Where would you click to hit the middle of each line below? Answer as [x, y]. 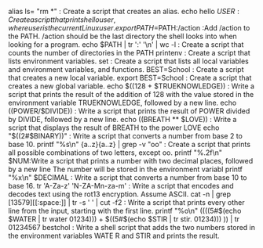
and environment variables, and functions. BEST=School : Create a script [126, 69]
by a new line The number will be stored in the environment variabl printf [126, 169]
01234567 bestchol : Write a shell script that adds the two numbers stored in [132, 227]
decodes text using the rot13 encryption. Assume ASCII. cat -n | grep [120, 194]
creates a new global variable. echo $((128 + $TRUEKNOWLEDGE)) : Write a [131, 86]
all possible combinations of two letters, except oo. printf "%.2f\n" [115, 153]
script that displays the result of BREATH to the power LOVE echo [114, 128]
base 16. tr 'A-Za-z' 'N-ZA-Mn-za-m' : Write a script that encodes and [121, 186]
